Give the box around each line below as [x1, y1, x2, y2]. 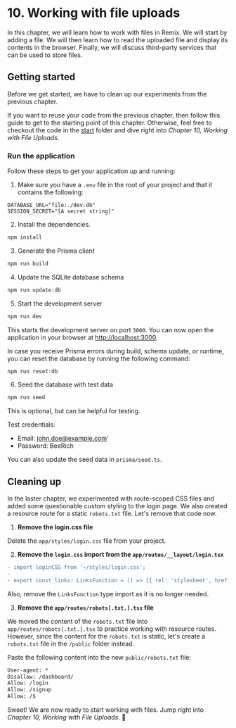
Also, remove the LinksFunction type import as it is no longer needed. [7, 589, 209, 598]
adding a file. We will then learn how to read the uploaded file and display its [7, 35, 228, 44]
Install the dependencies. [17, 220, 91, 229]
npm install [7, 234, 42, 241]
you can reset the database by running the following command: [7, 354, 191, 363]
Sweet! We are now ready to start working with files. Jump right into [7, 705, 204, 714]
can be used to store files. [7, 51, 83, 59]
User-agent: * [7, 667, 49, 674]
